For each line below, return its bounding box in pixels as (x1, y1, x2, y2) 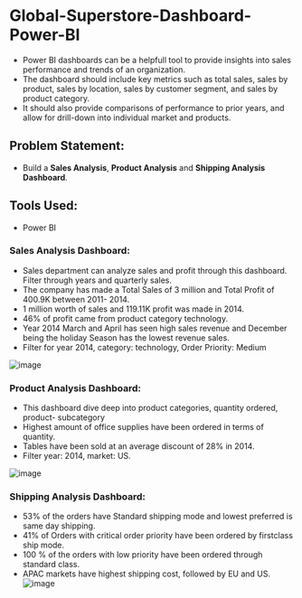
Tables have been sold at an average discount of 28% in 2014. (22, 441, 255, 452)
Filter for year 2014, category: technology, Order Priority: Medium (22, 341, 267, 352)
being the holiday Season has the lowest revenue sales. (22, 332, 231, 343)
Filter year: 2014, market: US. (22, 451, 131, 462)
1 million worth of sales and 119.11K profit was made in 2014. (22, 304, 245, 314)
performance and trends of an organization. (22, 64, 186, 75)
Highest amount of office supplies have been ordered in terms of (22, 422, 264, 433)
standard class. (22, 559, 80, 570)
